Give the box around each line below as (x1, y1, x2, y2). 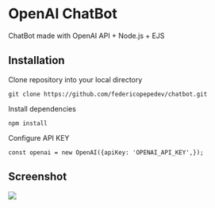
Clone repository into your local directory (8, 74, 143, 84)
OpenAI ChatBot (8, 5, 117, 23)
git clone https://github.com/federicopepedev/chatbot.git (8, 90, 208, 98)
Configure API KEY (8, 133, 70, 142)
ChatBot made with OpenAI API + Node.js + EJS (8, 31, 165, 40)
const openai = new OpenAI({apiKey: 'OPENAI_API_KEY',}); (8, 148, 204, 157)
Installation (8, 54, 65, 67)
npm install (8, 119, 48, 127)
